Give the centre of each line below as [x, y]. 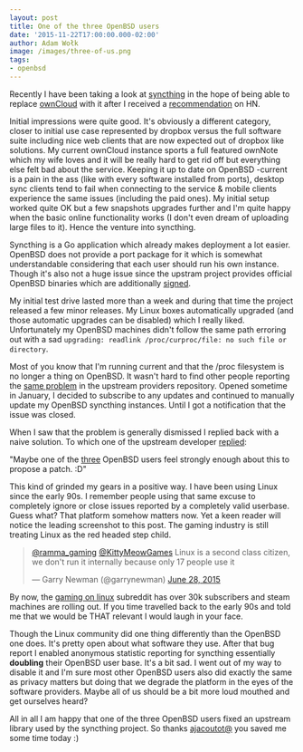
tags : [19, 60]
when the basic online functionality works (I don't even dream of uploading [149, 217]
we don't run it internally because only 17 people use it [133, 562]
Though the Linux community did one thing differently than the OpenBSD [145, 633]
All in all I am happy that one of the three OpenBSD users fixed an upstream [150, 718]
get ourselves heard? [49, 701]
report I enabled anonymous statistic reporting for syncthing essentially [142, 652]
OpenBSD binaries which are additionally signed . [100, 283]
